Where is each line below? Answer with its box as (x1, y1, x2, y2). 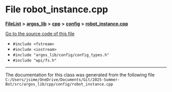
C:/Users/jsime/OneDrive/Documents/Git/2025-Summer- (5, 77, 120, 82)
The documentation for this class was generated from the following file (5, 71, 155, 78)
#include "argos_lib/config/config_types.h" (12, 52, 110, 58)
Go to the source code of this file (5, 30, 75, 36)
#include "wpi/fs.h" (12, 58, 57, 63)
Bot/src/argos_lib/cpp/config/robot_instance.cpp (5, 81, 114, 87)
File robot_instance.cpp (5, 4, 109, 15)
